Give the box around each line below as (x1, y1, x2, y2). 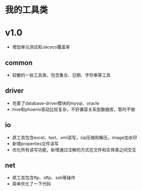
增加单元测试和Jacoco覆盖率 (12, 44, 70, 50)
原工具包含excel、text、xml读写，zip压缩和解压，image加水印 (12, 134, 138, 140)
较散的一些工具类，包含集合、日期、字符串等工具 (12, 72, 111, 78)
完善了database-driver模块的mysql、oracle (12, 100, 100, 106)
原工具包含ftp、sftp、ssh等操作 (12, 175, 76, 181)
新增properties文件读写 (12, 141, 59, 146)
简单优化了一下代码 (12, 181, 51, 187)
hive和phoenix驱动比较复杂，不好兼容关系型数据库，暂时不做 (12, 106, 135, 112)
